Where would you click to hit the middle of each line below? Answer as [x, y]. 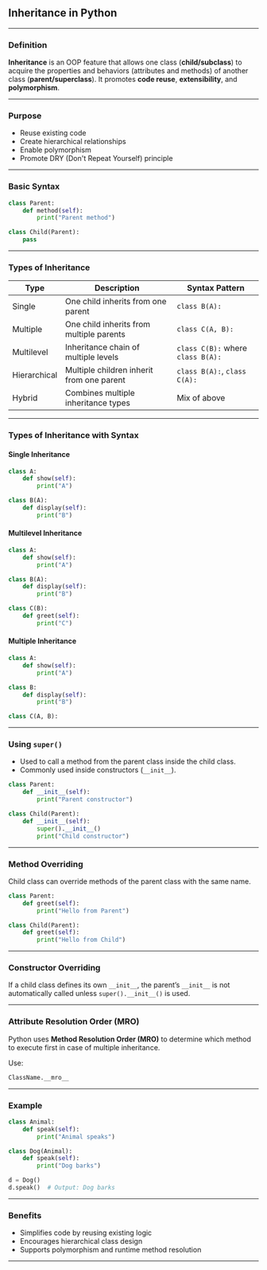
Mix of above [201, 398]
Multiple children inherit [109, 370]
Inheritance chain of [103, 347]
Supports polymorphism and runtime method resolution [110, 1250]
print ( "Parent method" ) [76, 218]
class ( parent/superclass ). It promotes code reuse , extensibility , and [123, 80]
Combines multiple [100, 393]
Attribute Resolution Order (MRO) [74, 1022]
